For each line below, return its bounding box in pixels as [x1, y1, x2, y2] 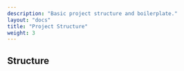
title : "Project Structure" [7, 23, 89, 30]
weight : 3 [7, 29, 36, 37]
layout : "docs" [7, 17, 51, 23]
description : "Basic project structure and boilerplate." [7, 10, 178, 17]
